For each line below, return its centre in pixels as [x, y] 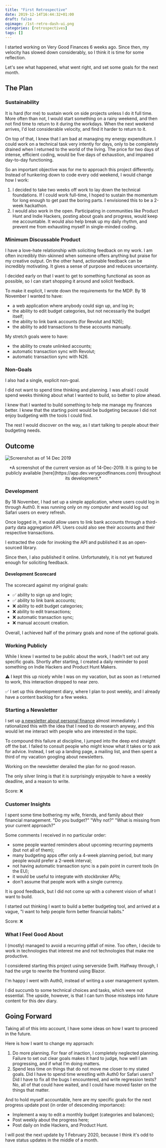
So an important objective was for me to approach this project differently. [80, 169]
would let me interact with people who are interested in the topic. [71, 731]
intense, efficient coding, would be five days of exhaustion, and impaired [79, 154]
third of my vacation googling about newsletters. [55, 757]
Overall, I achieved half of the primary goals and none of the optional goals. [82, 633]
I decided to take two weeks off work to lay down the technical [76, 190]
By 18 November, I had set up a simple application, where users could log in [82, 502]
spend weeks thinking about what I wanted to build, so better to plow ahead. [83, 395]
